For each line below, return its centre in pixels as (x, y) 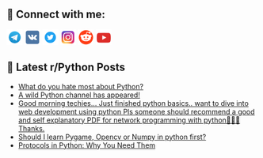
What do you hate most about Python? (80, 86)
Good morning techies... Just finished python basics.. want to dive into (133, 103)
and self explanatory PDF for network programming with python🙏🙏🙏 (129, 120)
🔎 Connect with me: (56, 15)
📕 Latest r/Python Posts (66, 68)
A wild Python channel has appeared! (79, 95)
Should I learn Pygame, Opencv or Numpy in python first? (112, 137)
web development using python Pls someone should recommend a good (136, 111)
